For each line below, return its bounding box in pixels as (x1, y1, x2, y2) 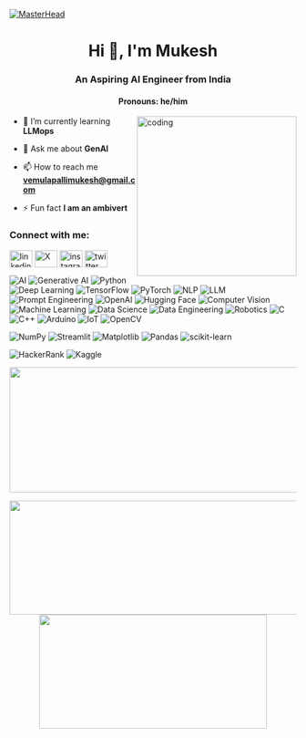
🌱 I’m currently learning (22, 116, 111, 127)
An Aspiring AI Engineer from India (74, 73, 232, 86)
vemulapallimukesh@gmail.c (22, 174, 136, 186)
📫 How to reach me (22, 161, 98, 172)
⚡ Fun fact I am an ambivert (22, 203, 128, 213)
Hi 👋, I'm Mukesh (87, 41, 219, 61)
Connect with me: (9, 229, 90, 242)
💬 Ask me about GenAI (22, 143, 109, 154)
